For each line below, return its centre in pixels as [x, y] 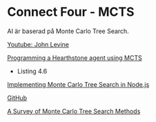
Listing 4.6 [32, 71]
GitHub [17, 98]
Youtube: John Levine [38, 44]
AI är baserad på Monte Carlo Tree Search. [68, 31]
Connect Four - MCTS [71, 12]
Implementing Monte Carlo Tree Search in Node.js [78, 84]
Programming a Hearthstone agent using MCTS [75, 58]
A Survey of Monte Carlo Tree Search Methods [74, 111]
